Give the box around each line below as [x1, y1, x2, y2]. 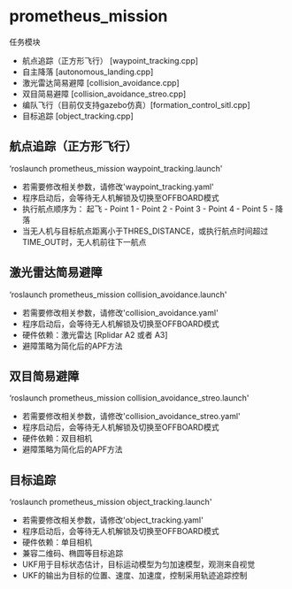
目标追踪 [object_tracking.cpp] [21, 111, 134, 121]
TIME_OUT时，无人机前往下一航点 [21, 236, 147, 247]
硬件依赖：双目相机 [21, 433, 93, 444]
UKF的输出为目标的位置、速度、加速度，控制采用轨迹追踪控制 [21, 570, 248, 581]
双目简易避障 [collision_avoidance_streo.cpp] [21, 88, 187, 99]
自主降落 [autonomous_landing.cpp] [21, 66, 154, 77]
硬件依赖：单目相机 [21, 537, 93, 547]
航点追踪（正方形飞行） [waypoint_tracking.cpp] [21, 55, 199, 65]
